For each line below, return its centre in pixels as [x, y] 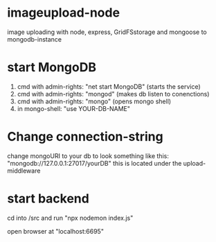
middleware [24, 171]
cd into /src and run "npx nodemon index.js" [70, 218]
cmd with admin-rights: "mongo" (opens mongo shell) [94, 101]
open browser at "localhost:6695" [55, 231]
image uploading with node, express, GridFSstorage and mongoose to [107, 32]
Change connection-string [85, 137]
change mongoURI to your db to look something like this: [88, 156]
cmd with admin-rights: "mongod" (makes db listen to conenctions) [113, 94]
